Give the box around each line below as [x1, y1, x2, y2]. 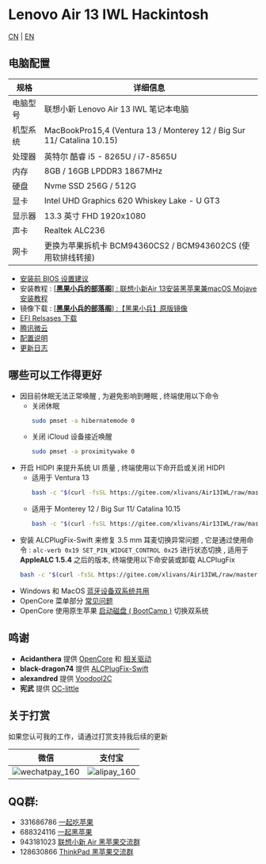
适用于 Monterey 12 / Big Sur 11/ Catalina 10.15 [31, 504, 180, 514]
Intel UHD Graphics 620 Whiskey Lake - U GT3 [44, 195, 220, 206]
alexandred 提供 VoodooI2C [19, 673, 112, 683]
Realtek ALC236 [44, 224, 105, 235]
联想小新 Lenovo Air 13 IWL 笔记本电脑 [44, 103, 189, 114]
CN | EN [8, 32, 35, 41]
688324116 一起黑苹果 [19, 828, 93, 837]
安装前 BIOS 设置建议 [19, 273, 89, 283]
